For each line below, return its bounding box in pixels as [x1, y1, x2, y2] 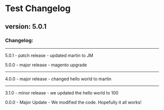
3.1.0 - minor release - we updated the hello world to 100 [5, 90, 119, 95]
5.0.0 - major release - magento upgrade [5, 62, 87, 68]
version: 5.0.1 [5, 22, 47, 31]
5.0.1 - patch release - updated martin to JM [5, 52, 94, 58]
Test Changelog [5, 3, 71, 14]
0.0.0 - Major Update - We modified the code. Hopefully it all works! [5, 99, 142, 105]
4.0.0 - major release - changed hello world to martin [5, 76, 112, 82]
